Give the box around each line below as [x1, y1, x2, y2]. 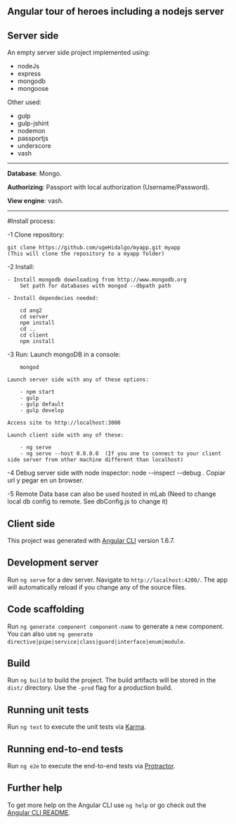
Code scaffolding [7, 604, 84, 616]
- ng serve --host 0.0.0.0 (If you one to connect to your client [20, 450, 221, 457]
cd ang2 [20, 307, 42, 314]
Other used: [7, 98, 42, 106]
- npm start [20, 389, 55, 396]
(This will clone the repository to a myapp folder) [7, 250, 165, 258]
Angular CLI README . [7, 808, 71, 816]
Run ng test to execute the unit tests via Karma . [7, 723, 146, 731]
